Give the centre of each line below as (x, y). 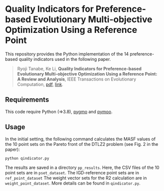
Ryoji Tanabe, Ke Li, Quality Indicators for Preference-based (79, 68)
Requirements (27, 100)
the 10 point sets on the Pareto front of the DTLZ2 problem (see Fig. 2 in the (82, 144)
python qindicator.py (27, 158)
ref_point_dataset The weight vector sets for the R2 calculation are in (76, 178)
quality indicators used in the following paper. (65, 59)
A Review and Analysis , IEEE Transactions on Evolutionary (77, 79)
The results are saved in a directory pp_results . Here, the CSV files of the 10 (82, 167)
